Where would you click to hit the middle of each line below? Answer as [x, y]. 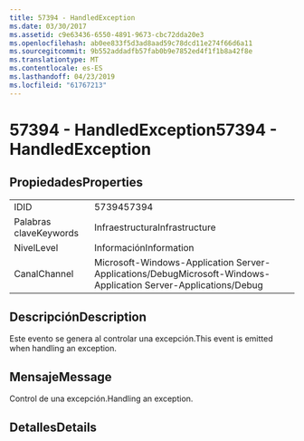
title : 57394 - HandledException [72, 18]
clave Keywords [47, 233]
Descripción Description [78, 317]
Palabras [33, 221]
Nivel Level [36, 247]
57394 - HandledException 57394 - [143, 130]
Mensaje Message [61, 377]
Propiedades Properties [76, 182]
